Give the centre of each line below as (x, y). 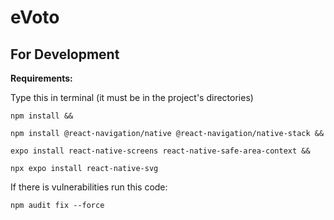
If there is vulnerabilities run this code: (89, 187)
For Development (65, 54)
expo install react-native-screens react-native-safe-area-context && (160, 151)
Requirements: (41, 78)
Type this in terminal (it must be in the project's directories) (132, 97)
